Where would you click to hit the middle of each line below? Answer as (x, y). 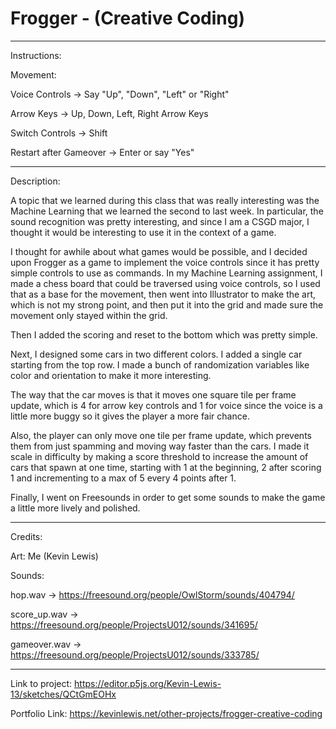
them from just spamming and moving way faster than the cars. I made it (160, 446)
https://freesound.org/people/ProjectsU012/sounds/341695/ (134, 624)
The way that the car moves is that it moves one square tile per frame (153, 394)
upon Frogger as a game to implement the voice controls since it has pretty (165, 262)
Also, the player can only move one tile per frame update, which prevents (161, 435)
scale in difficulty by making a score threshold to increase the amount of (159, 456)
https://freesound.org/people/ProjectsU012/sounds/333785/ (135, 654)
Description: (35, 181)
